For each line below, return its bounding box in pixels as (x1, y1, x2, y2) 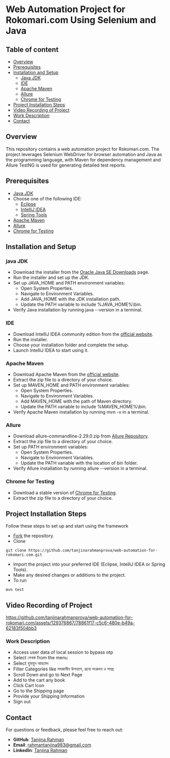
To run (13, 577, 27, 583)
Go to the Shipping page (13, 688, 64, 694)
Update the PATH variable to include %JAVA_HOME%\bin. (20, 301, 142, 307)
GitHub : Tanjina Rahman (13, 737, 64, 743)
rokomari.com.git (6, 552, 42, 557)
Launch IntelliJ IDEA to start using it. (13, 347, 89, 353)
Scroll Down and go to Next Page (13, 672, 82, 678)
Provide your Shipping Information (13, 693, 85, 699)
